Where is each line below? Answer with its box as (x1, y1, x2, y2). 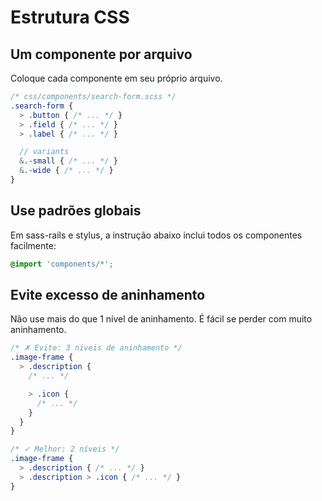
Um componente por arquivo (10, 46, 193, 63)
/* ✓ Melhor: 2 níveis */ (10, 444, 120, 455)
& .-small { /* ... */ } (19, 156, 118, 166)
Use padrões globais (10, 202, 142, 220)
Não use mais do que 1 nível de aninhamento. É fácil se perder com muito (10, 313, 313, 325)
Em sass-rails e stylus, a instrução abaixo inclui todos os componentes (10, 229, 303, 241)
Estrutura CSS (10, 6, 130, 29)
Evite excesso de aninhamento (10, 286, 206, 303)
